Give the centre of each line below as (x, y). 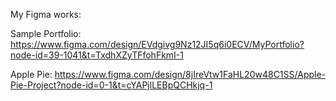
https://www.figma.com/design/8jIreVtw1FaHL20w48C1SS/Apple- (190, 74)
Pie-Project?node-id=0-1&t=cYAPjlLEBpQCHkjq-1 (111, 85)
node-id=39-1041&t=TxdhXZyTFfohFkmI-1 (97, 55)
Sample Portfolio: (46, 33)
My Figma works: (46, 14)
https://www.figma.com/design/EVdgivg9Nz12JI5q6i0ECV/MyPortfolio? (157, 44)
